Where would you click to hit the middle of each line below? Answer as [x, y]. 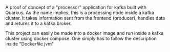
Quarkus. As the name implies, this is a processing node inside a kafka [80, 13]
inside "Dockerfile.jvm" [30, 44]
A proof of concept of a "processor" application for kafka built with [76, 7]
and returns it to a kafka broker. [38, 23]
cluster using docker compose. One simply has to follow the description [81, 38]
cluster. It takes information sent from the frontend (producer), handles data [85, 18]
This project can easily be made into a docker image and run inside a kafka [84, 33]
